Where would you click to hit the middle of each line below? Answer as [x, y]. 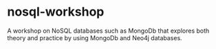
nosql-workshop [56, 12]
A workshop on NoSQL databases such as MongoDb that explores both [108, 31]
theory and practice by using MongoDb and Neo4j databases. [95, 37]
